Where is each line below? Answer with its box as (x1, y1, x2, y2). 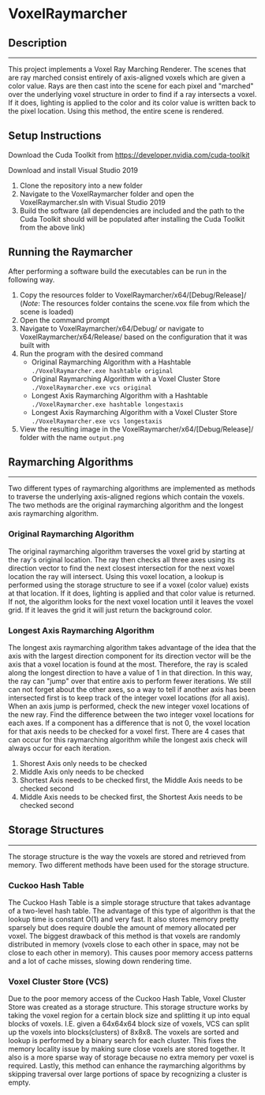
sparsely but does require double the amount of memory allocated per (8, 923, 237, 932)
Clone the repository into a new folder (19, 181, 144, 190)
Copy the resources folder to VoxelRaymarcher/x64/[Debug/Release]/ (19, 290, 247, 300)
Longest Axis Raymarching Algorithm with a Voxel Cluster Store (31, 407, 238, 417)
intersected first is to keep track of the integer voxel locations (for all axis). (8, 693, 250, 703)
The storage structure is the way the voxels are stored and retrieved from (8, 851, 246, 861)
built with (19, 340, 50, 349)
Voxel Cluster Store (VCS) (8, 976, 109, 987)
